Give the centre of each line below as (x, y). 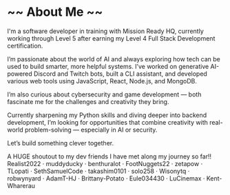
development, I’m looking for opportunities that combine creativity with (107, 122)
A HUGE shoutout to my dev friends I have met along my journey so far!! (109, 156)
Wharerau (21, 185)
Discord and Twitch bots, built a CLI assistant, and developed (121, 74)
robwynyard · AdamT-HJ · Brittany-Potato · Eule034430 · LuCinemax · (106, 178)
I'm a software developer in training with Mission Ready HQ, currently (106, 31)
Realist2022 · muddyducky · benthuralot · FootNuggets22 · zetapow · (105, 163)
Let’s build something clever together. (61, 143)
